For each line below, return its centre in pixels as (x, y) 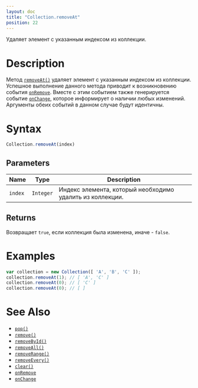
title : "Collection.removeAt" (43, 17)
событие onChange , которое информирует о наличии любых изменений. (96, 99)
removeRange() (32, 354)
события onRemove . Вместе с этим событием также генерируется (88, 92)
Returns (21, 218)
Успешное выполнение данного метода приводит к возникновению (91, 86)
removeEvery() (32, 360)
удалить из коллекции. (91, 197)
